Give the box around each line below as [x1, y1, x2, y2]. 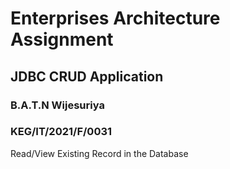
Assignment [10, 28, 114, 51]
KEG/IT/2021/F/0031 [10, 125, 113, 139]
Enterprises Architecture [10, 7, 221, 30]
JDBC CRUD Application [10, 68, 164, 85]
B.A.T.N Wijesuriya [10, 98, 105, 112]
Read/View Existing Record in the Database [10, 147, 189, 159]
